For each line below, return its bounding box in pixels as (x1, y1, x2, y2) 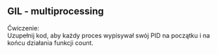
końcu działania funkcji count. (7, 38, 93, 47)
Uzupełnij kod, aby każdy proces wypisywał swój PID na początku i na (7, 31, 211, 39)
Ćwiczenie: (7, 24, 40, 32)
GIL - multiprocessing (7, 6, 104, 17)
